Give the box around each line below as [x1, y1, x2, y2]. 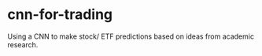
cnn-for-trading [7, 6, 113, 24]
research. [7, 39, 39, 49]
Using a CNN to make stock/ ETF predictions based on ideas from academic [7, 32, 255, 41]
